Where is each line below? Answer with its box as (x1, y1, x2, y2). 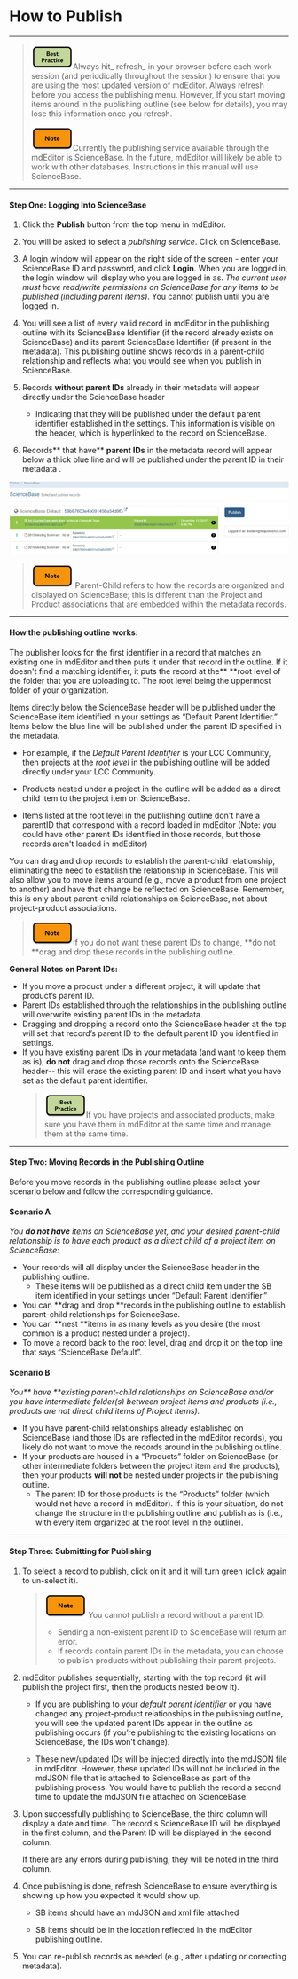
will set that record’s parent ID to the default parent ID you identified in (21, 1027, 279, 1039)
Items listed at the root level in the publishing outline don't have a (21, 810, 260, 821)
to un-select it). (21, 1575, 79, 1585)
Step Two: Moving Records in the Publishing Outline (9, 1157, 205, 1167)
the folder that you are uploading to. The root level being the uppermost (9, 675, 271, 686)
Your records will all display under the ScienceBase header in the (21, 1262, 260, 1273)
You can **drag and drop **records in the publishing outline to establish (21, 1300, 286, 1310)
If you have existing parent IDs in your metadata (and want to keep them (21, 1047, 286, 1057)
